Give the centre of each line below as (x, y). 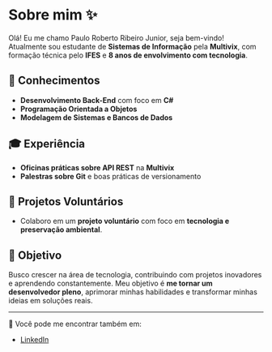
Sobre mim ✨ (53, 15)
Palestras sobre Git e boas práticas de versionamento (110, 176)
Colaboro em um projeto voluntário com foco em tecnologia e (125, 221)
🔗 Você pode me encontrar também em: (75, 324)
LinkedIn (34, 340)
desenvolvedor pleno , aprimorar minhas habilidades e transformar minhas (133, 292)
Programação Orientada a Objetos (79, 109)
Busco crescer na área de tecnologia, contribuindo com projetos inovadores (135, 275)
